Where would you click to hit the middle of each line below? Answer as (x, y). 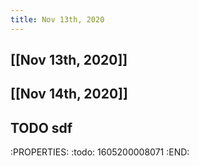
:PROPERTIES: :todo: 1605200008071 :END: (100, 152)
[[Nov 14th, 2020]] (69, 94)
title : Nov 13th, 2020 (57, 19)
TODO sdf (41, 127)
